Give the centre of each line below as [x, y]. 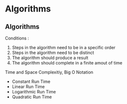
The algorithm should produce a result [50, 58]
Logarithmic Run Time [34, 92]
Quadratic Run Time [32, 97]
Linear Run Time [28, 87]
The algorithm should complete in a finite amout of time [67, 63]
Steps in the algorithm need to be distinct [53, 52]
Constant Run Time [31, 81]
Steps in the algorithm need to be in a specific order [64, 47]
